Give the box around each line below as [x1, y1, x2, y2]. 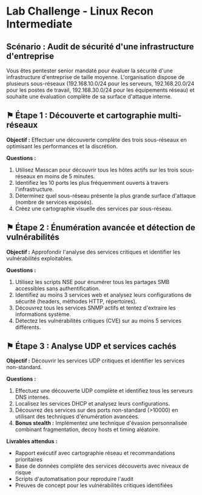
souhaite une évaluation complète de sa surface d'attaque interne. [6, 93, 172, 100]
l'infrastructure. [15, 185, 54, 193]
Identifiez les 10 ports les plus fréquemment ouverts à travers [15, 179, 169, 186]
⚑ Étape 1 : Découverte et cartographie [6, 111, 157, 121]
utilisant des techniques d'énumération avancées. [15, 413, 140, 420]
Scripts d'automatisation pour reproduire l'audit [15, 476, 133, 483]
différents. [15, 324, 41, 331]
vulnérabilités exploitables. [6, 254, 73, 262]
